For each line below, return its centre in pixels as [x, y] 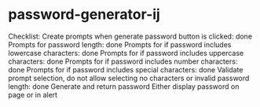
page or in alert [33, 94]
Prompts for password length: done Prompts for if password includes [120, 44]
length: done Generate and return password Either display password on [124, 86]
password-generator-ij [84, 15]
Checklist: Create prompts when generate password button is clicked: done [130, 36]
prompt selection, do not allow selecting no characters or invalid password [129, 78]
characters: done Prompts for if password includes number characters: [123, 61]
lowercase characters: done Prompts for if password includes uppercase [126, 53]
